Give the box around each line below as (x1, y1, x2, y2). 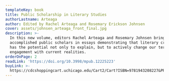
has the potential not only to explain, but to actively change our (10, 45, 156, 50)
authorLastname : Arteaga (5, 17, 57, 22)
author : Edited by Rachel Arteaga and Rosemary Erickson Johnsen (5, 21, 145, 27)
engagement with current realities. (10, 49, 87, 54)
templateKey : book (5, 7, 44, 13)
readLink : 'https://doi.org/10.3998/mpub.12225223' (5, 59, 116, 64)
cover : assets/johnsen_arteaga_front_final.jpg (5, 26, 107, 31)
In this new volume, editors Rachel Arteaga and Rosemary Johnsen (10, 36, 152, 41)
